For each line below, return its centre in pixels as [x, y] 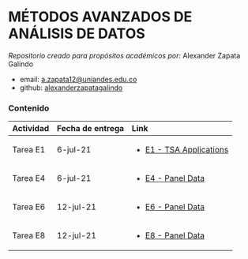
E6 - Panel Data [175, 207]
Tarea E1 [29, 150]
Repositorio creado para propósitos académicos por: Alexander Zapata [124, 55]
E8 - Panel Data [175, 235]
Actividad [31, 129]
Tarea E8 [29, 235]
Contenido [29, 108]
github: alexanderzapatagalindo [71, 88]
